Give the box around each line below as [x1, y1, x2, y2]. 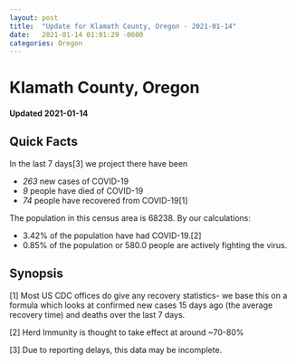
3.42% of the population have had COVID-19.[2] [22, 230, 202, 241]
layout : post [9, 13, 59, 23]
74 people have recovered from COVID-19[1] [22, 195, 188, 206]
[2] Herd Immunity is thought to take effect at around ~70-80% [9, 327, 244, 338]
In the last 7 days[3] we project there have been [9, 158, 188, 168]
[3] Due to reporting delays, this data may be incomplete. [9, 344, 223, 355]
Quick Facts [9, 134, 79, 149]
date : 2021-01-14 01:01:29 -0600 [9, 30, 144, 39]
